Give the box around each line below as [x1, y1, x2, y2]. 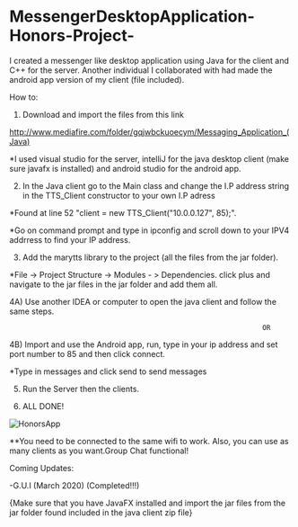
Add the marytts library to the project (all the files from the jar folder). [22, 252, 279, 263]
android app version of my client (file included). [9, 74, 185, 85]
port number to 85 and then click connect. [9, 348, 166, 359]
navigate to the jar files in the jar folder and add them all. [9, 279, 218, 290]
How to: [9, 92, 39, 103]
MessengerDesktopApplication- [9, 6, 256, 27]
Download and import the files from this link [22, 109, 184, 120]
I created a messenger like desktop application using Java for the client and [9, 55, 290, 66]
